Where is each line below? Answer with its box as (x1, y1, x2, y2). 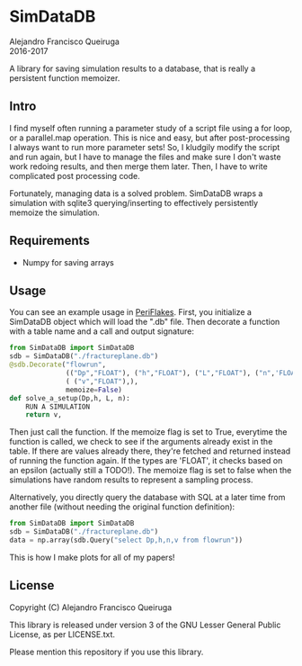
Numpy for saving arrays (22, 256, 114, 267)
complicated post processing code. (9, 170, 141, 181)
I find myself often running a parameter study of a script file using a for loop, (9, 122, 293, 133)
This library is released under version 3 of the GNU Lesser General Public (9, 619, 281, 630)
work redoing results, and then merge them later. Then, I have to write (9, 160, 268, 172)
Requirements (9, 233, 90, 248)
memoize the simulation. (9, 207, 101, 218)
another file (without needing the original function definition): (9, 501, 235, 512)
